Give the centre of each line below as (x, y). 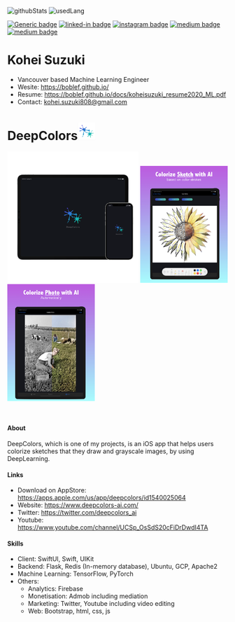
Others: (28, 581)
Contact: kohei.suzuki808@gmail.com (72, 102)
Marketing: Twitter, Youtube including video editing (101, 604)
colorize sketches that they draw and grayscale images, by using (101, 451)
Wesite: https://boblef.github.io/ (63, 87)
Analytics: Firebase (56, 589)
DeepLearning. (29, 459)
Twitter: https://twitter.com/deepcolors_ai (77, 513)
